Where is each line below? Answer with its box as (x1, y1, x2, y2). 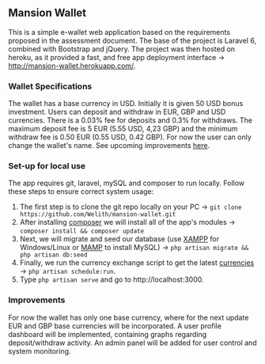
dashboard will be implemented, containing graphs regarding (8, 329, 207, 339)
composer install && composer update (19, 227, 145, 236)
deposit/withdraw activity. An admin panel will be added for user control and (8, 338, 257, 347)
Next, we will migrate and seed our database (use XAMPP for (19, 234, 220, 244)
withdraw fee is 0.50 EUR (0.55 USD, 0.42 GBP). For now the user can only (8, 132, 252, 142)
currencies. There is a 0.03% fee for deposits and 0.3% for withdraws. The (8, 116, 253, 125)
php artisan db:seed (19, 251, 88, 260)
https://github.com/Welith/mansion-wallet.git (19, 210, 176, 218)
